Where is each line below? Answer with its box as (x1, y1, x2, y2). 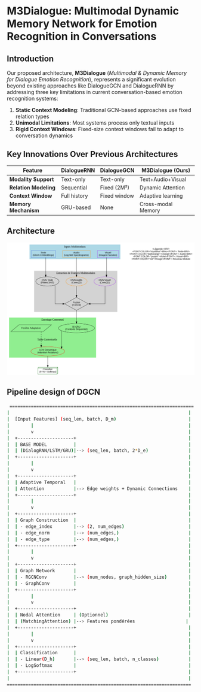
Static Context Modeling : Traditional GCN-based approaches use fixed (15, 107, 191, 113)
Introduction (7, 53, 54, 64)
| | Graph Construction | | (7, 517, 191, 524)
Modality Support (9, 176, 54, 183)
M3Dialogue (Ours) (141, 167, 190, 174)
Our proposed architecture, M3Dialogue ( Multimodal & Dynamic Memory (7, 69, 187, 76)
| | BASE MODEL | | (7, 442, 191, 448)
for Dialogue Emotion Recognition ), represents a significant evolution (7, 76, 177, 83)
